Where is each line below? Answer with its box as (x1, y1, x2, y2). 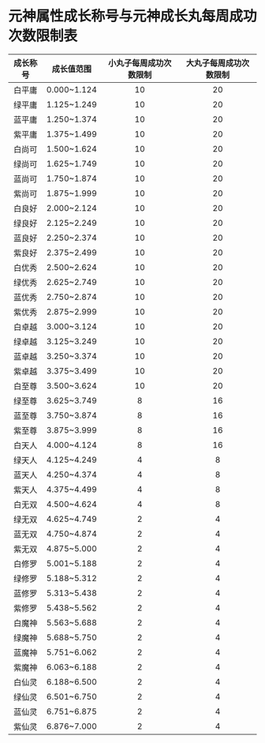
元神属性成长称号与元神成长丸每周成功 (8, 7, 258, 25)
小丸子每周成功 (107, 57, 164, 68)
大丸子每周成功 (185, 57, 242, 68)
